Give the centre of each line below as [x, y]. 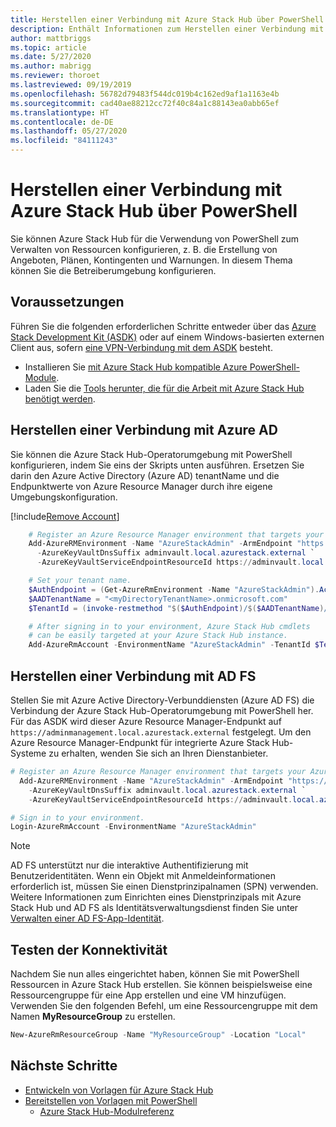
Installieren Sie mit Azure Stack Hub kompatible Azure [136, 367]
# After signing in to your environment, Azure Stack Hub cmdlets [169, 626]
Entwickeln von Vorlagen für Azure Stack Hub [119, 1090]
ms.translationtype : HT [60, 112]
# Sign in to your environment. [77, 817]
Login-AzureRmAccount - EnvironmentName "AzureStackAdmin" [133, 827]
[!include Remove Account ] [65, 516]
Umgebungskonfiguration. [64, 497]
